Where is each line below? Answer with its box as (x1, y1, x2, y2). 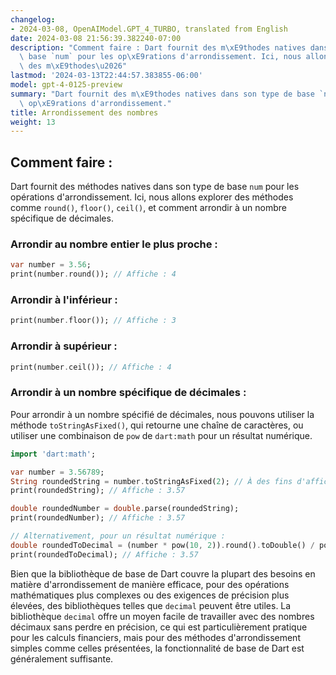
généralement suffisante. (10, 652, 114, 665)
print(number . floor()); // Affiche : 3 (10, 316, 177, 326)
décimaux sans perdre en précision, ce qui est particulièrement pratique (10, 621, 308, 633)
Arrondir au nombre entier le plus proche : (10, 237, 218, 251)
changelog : (10, 14, 56, 25)
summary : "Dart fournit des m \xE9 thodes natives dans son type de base (10, 89, 315, 99)
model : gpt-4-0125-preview (10, 80, 123, 90)
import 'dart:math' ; (10, 449, 97, 459)
